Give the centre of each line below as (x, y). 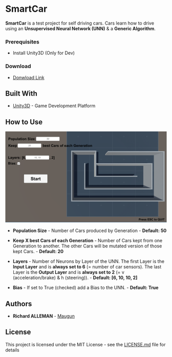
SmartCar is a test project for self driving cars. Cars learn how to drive (80, 23)
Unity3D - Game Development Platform (54, 106)
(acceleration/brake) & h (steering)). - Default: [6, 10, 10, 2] (75, 278)
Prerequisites (22, 41)
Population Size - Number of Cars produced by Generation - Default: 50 (90, 230)
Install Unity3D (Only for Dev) (44, 53)
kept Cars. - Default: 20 (38, 251)
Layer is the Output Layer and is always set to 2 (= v (68, 272)
